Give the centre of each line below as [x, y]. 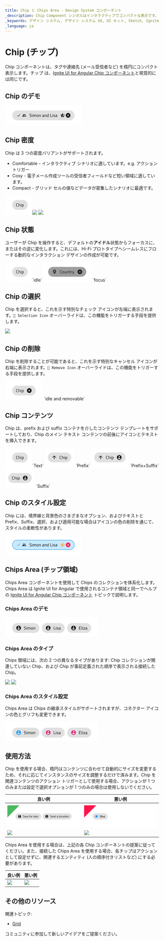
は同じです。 [18, 79]
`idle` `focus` [69, 280]
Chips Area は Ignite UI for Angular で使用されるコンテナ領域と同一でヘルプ [81, 589]
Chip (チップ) [32, 52]
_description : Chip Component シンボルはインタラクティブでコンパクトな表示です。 [82, 15]
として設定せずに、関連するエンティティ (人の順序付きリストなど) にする [78, 857]
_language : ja [20, 26]
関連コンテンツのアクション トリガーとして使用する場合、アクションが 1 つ [80, 781]
